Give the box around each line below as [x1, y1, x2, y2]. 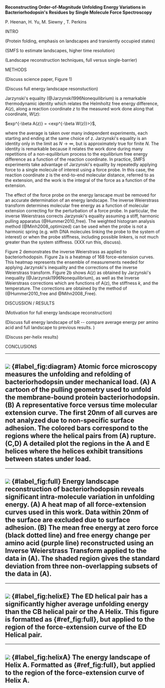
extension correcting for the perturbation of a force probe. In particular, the [5, 208, 157, 213]
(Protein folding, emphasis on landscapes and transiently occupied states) [5, 38, 156, 44]
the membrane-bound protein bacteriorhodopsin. [5, 393, 160, 402]
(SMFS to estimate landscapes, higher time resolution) [5, 48, 115, 53]
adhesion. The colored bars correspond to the [5, 424, 149, 433]
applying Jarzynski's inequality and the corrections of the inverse [5, 265, 137, 270]
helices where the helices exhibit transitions [5, 447, 143, 455]
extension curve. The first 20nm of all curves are [5, 409, 158, 417]
